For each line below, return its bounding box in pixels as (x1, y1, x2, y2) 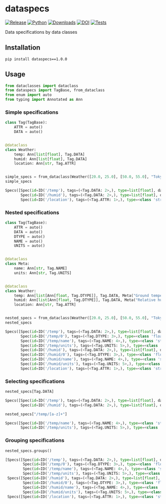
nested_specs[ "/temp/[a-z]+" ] (5, 412, 68, 417)
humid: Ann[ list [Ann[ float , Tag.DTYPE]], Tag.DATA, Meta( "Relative (14, 297, 156, 303)
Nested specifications (5, 209, 59, 216)
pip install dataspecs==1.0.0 (5, 57, 68, 62)
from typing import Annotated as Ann (5, 97, 83, 102)
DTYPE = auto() (14, 234, 45, 239)
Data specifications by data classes (5, 29, 78, 35)
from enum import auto (5, 92, 52, 97)
